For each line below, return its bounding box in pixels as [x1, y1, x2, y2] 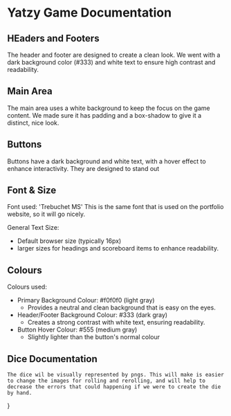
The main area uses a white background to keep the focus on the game [7, 104, 210, 112]
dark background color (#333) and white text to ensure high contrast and [7, 58, 216, 66]
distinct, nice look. [7, 118, 59, 127]
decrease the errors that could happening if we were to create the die [7, 383, 221, 390]
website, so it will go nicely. [7, 210, 85, 219]
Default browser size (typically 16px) [17, 237, 122, 245]
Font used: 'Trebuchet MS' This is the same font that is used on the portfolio [7, 203, 224, 211]
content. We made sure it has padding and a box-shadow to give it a [7, 111, 202, 119]
